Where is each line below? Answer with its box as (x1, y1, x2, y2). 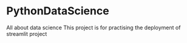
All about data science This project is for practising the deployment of (6, 24, 181, 31)
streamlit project (6, 30, 47, 37)
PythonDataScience (6, 4, 109, 18)
